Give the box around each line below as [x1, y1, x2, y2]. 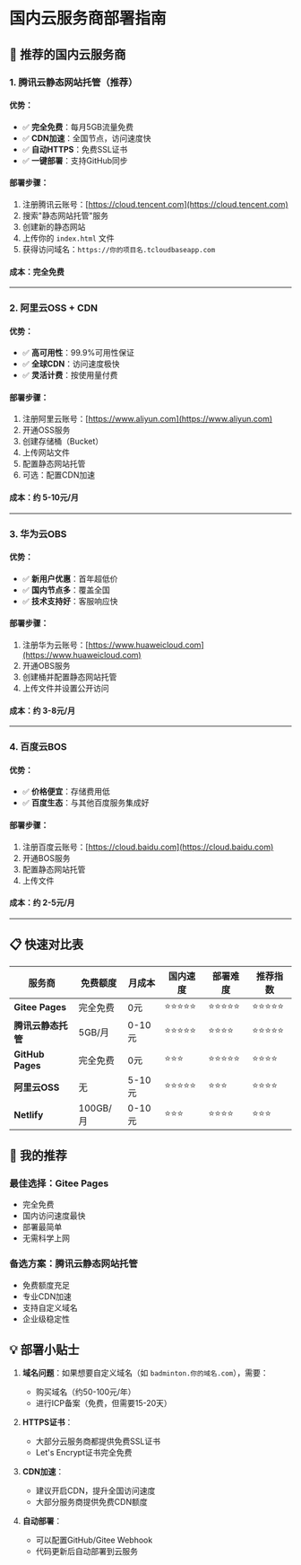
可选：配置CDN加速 [21, 470, 96, 480]
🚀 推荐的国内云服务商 [9, 47, 126, 62]
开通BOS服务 [21, 852, 71, 863]
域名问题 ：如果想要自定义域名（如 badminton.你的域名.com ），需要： [21, 1367, 269, 1378]
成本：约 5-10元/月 [9, 492, 79, 503]
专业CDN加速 [21, 1290, 72, 1302]
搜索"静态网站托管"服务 [21, 210, 109, 221]
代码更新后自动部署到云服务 [35, 1546, 139, 1557]
